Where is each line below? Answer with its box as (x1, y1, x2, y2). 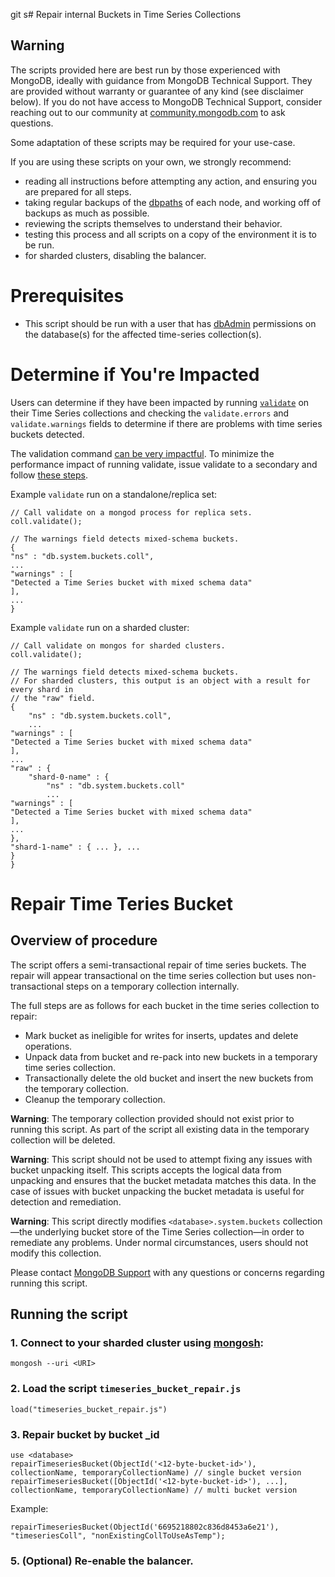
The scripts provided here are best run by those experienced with (10, 64, 281, 76)
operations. (24, 1040, 73, 1052)
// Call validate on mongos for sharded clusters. (10, 640, 226, 651)
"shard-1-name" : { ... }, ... (10, 842, 141, 852)
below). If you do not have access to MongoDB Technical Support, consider (10, 95, 323, 108)
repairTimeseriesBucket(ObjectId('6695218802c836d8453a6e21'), (10, 1522, 280, 1532)
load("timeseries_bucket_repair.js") (10, 1404, 168, 1414)
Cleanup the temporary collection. (24, 1093, 166, 1105)
